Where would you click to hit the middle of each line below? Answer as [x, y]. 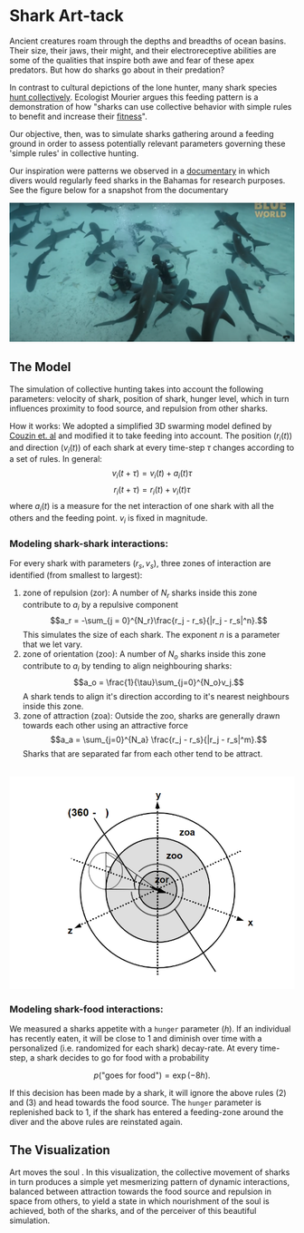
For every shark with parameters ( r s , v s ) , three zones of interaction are [140, 564]
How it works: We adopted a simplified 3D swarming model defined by [141, 426]
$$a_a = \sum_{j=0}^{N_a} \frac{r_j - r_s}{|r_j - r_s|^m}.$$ [159, 739]
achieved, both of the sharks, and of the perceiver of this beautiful [133, 1210]
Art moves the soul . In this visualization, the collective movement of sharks [150, 1172]
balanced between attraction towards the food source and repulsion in [140, 1191]
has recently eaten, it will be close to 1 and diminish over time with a [136, 1039]
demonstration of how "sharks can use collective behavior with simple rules [151, 106]
